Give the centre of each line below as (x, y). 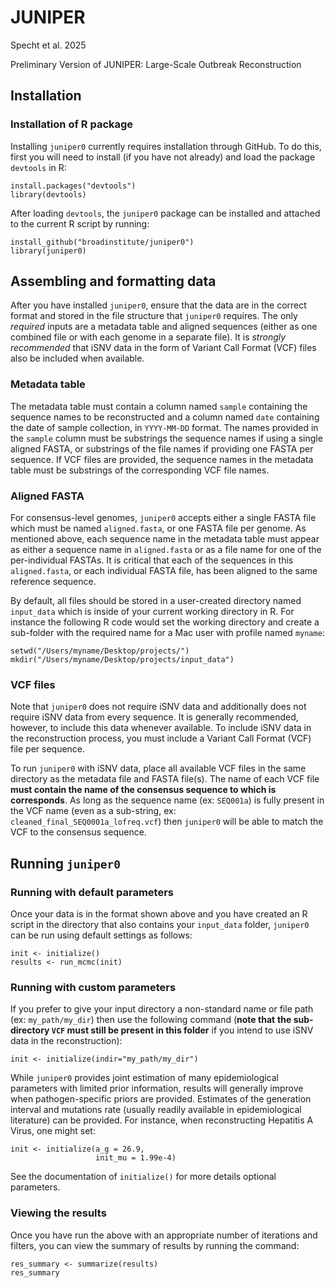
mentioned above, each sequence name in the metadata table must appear (165, 539)
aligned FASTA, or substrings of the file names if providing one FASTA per (162, 448)
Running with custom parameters (93, 987)
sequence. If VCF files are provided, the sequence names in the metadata (162, 459)
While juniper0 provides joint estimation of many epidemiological (144, 1078)
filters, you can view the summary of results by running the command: (155, 1245)
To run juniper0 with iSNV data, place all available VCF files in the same (158, 768)
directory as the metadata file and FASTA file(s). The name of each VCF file (165, 779)
